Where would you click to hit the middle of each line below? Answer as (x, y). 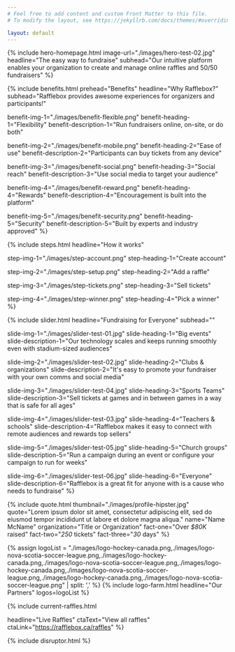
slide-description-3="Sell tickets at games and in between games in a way (114, 398)
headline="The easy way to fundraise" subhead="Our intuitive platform (110, 60)
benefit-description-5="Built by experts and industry (122, 224)
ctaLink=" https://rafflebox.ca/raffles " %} (66, 627)
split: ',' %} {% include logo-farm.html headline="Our (146, 585)
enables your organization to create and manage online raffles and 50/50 (113, 68)
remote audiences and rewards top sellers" (69, 434)
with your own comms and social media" (66, 377)
